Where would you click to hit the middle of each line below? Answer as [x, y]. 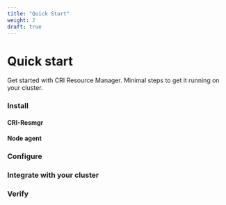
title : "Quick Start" [39, 14]
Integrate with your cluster [53, 175]
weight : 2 [22, 20]
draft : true [24, 26]
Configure [25, 156]
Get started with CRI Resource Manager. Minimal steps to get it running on [114, 80]
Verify [18, 194]
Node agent [24, 138]
